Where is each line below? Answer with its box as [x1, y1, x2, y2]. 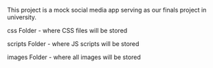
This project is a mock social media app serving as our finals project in [7, 6, 207, 14]
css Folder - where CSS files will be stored [7, 27, 128, 34]
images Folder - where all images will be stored [7, 53, 141, 61]
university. [7, 13, 36, 21]
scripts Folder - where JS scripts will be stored [7, 40, 139, 47]
